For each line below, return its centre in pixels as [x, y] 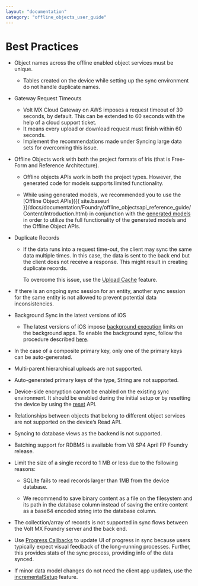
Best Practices [42, 47]
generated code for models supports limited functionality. [93, 183]
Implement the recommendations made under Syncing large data [102, 141]
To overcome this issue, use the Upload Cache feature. [90, 280]
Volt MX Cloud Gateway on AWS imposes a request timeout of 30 [103, 110]
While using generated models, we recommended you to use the [102, 195]
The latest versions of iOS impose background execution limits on [103, 327]
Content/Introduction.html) [55, 214]
